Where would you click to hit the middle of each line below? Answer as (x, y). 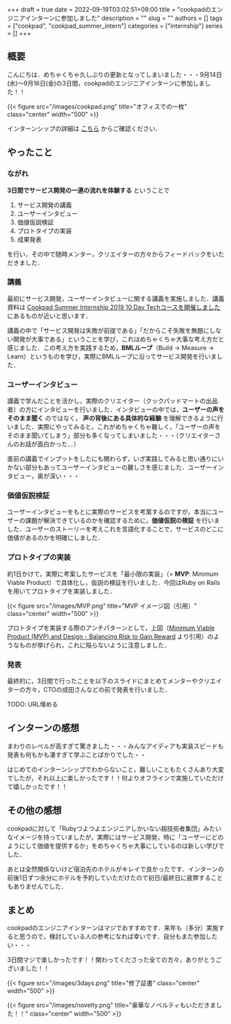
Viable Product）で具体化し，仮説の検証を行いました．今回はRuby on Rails (114, 582)
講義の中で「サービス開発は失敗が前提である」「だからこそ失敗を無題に (108, 330)
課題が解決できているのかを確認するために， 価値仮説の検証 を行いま (123, 521)
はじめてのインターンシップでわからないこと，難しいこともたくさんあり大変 (115, 769)
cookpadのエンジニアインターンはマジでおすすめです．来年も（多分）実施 (113, 928)
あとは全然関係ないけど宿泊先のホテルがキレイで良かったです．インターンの (115, 869)
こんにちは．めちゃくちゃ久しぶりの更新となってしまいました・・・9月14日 (115, 75)
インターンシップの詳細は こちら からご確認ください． (84, 128)
